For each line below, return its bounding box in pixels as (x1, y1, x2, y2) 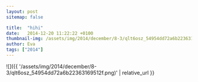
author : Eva (6, 41, 35, 47)
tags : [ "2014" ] (6, 47, 44, 53)
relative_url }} (121, 69, 155, 76)
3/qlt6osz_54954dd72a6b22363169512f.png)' (6, 69, 118, 76)
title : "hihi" (6, 25, 44, 31)
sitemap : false (6, 14, 44, 20)
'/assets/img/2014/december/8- (19, 63, 97, 70)
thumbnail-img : (6, 36, 44, 42)
